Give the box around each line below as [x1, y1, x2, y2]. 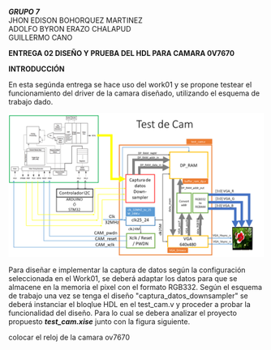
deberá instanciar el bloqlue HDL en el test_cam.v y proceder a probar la [8, 299, 252, 309]
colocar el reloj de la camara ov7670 [8, 332, 131, 342]
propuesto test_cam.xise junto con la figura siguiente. [8, 316, 191, 327]
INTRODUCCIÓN [8, 64, 65, 74]
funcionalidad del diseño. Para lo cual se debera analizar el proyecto [8, 308, 238, 318]
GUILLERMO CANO [8, 32, 73, 42]
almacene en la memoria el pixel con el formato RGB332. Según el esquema [8, 282, 262, 292]
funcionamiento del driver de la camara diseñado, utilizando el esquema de [8, 88, 260, 98]
